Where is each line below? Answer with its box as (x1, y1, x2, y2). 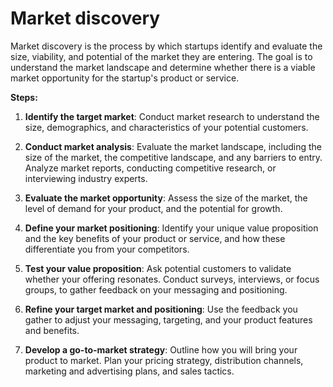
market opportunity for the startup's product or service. (10, 72, 240, 84)
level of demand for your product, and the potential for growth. (24, 202, 283, 214)
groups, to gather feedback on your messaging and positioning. (24, 283, 288, 296)
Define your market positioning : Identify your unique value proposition (24, 222, 319, 234)
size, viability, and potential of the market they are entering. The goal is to (10, 50, 313, 62)
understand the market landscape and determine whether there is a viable (10, 61, 316, 73)
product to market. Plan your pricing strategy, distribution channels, (24, 354, 304, 366)
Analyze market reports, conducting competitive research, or (24, 162, 277, 174)
